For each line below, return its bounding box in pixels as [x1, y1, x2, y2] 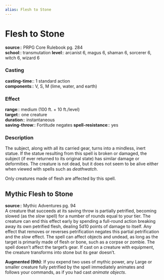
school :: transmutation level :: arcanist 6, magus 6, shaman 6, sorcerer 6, [5, 49, 152, 55]
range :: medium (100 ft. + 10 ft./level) [5, 107, 80, 112]
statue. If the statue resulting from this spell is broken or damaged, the [5, 151, 147, 156]
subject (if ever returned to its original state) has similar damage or [5, 156, 140, 162]
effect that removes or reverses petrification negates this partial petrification [5, 229, 159, 235]
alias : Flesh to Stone [5, 7, 51, 12]
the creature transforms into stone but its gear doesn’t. [5, 250, 116, 256]
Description [5, 134, 34, 141]
